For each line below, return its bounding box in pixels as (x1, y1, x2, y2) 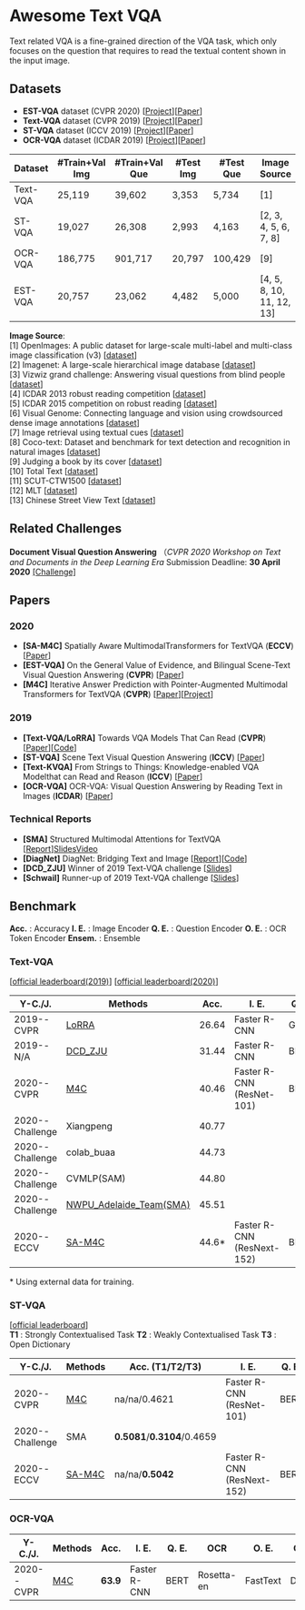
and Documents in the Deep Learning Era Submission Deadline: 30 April (9, 556, 281, 567)
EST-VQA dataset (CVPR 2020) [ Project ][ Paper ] (22, 106, 202, 116)
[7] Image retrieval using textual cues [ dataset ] (9, 427, 184, 438)
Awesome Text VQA (9, 5, 162, 26)
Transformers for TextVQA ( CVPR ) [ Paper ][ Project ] (22, 689, 214, 700)
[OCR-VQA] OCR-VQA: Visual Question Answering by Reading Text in (22, 780, 283, 792)
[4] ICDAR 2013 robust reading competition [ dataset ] (9, 388, 207, 399)
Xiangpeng (65, 1119, 113, 1132)
